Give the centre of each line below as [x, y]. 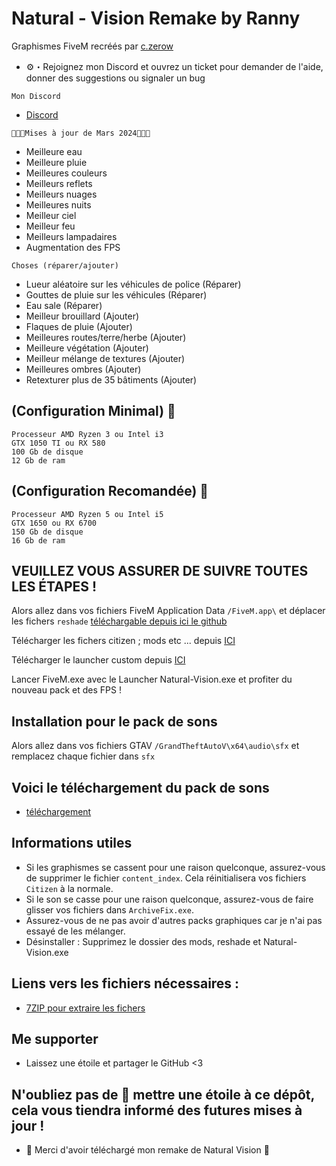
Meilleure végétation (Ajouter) [87, 348]
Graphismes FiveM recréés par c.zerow [92, 46]
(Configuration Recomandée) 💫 [110, 491]
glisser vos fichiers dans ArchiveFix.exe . [109, 909]
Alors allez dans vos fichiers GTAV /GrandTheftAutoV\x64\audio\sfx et [155, 746]
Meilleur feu [50, 226]
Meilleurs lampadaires [71, 236]
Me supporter [55, 1039]
